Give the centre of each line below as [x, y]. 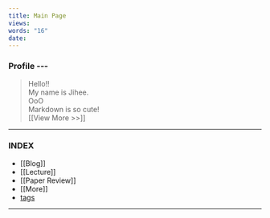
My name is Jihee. [58, 92]
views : [19, 23]
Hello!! [39, 83]
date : [17, 38]
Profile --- [28, 67]
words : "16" [28, 30]
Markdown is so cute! [63, 109]
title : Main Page [37, 16]
